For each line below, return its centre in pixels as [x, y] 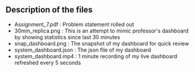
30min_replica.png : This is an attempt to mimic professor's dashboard [101, 31]
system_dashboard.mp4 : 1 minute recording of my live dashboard [96, 56]
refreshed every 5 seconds [48, 62]
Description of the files [49, 10]
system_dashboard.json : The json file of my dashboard [83, 50]
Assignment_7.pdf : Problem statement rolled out [74, 24]
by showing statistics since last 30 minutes [67, 37]
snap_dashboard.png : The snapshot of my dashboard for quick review [102, 43]
